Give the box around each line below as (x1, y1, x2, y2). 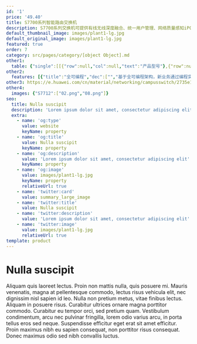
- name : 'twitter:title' (16, 200, 77, 205)
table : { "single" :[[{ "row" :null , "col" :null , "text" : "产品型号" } (11, 63, 166, 69)
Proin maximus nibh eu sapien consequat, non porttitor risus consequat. (6, 326, 181, 333)
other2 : (6, 69, 25, 75)
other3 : (6, 80, 25, 86)
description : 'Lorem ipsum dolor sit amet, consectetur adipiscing (11, 107, 180, 113)
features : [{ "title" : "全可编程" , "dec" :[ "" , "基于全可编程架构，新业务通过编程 (11, 74, 188, 80)
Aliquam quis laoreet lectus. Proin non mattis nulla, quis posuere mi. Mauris (6, 282, 188, 289)
